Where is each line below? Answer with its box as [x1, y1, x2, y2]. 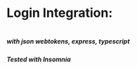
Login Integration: [6, 5, 113, 21]
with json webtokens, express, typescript [6, 37, 131, 46]
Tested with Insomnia [6, 55, 71, 63]
